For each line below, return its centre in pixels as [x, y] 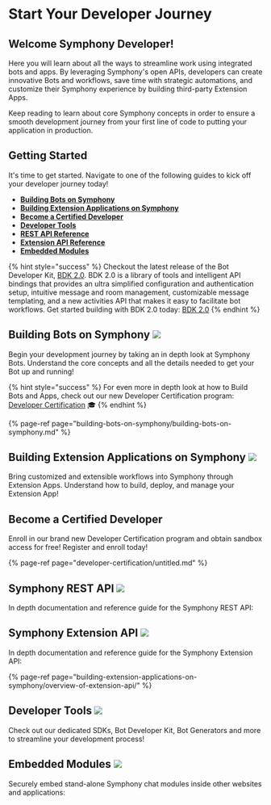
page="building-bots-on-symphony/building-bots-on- [142, 423]
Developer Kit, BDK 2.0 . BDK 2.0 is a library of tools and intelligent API [125, 275]
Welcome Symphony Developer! [91, 44]
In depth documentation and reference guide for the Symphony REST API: [131, 608]
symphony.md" [33, 432]
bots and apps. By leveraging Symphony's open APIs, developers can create [135, 72]
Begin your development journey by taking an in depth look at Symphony [129, 354]
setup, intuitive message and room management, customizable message [129, 292]
